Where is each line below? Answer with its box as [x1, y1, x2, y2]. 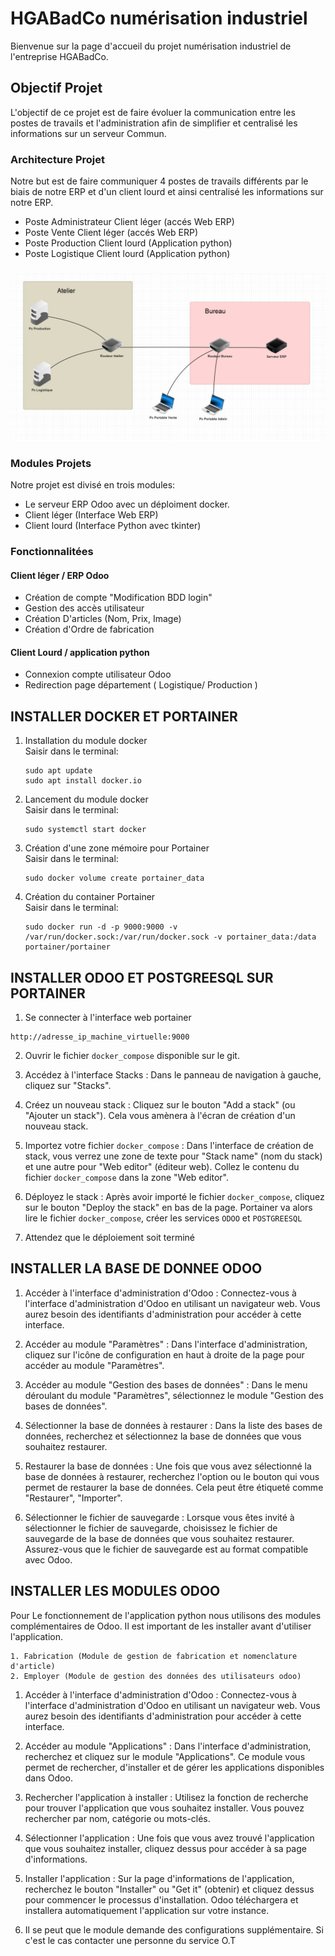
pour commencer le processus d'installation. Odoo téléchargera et [24, 1893, 299, 1906]
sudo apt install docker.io [24, 776, 142, 786]
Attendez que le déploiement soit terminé [24, 1231, 196, 1243]
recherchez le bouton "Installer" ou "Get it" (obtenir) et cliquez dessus [24, 1883, 315, 1895]
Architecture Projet [10, 152, 106, 166]
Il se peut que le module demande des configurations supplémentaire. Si [24, 1923, 324, 1936]
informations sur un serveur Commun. [10, 127, 167, 139]
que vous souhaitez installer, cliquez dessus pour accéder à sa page [24, 1842, 307, 1854]
